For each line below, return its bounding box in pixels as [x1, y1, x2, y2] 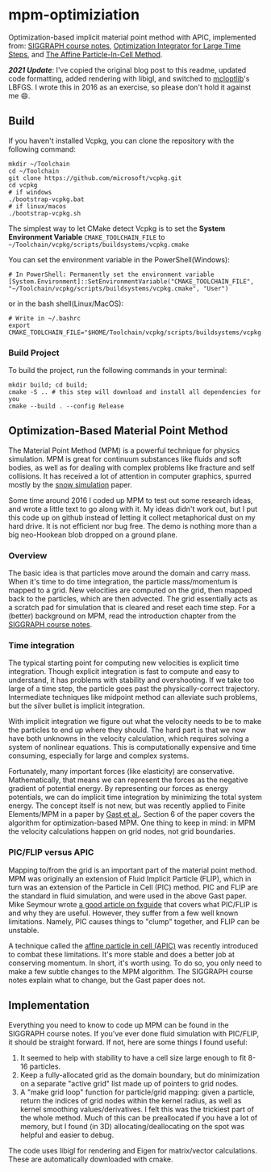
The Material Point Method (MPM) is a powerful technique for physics [8, 446, 240, 455]
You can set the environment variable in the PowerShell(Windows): [8, 254, 230, 264]
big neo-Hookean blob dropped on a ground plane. [8, 529, 178, 539]
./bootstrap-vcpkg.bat [8, 195, 85, 203]
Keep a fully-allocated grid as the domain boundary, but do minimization [19, 1069, 261, 1079]
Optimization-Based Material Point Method [8, 424, 228, 437]
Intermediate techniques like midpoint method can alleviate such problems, [8, 693, 258, 702]
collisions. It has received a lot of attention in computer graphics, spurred [8, 471, 252, 481]
